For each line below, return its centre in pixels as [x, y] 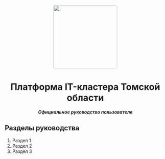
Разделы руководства [42, 128]
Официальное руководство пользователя [85, 112]
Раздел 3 [22, 151]
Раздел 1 [21, 140]
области [85, 98]
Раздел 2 [22, 146]
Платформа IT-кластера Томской [85, 87]
